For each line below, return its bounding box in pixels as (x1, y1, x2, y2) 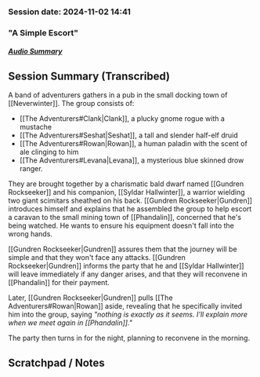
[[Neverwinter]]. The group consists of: (8, 99, 135, 108)
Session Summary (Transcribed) (8, 69, 171, 82)
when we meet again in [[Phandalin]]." (8, 318, 133, 328)
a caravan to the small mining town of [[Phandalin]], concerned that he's (8, 213, 241, 222)
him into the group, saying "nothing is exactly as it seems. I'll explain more (8, 309, 248, 320)
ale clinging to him (19, 148, 79, 157)
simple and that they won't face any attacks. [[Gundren (8, 253, 186, 262)
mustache (19, 123, 52, 132)
